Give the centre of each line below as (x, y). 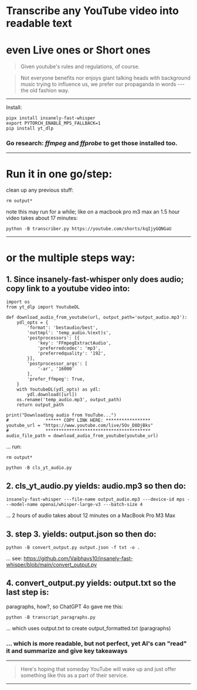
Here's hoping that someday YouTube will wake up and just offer (98, 669)
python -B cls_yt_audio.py (39, 468)
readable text (39, 23)
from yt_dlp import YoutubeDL (43, 307)
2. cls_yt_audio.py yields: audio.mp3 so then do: (96, 486)
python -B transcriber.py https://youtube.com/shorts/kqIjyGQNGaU (89, 229)
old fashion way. (49, 91)
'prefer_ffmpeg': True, (56, 379)
